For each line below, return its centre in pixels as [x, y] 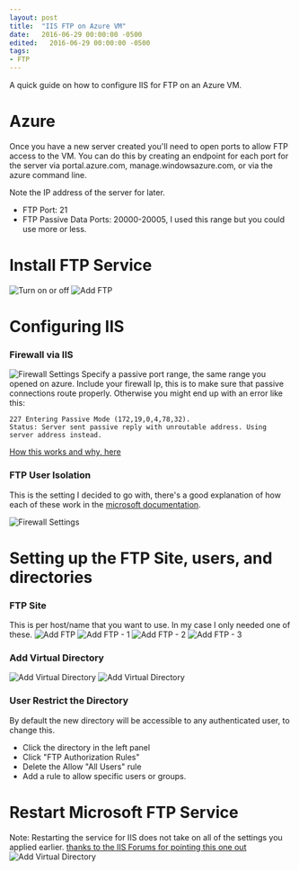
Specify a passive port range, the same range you [174, 374]
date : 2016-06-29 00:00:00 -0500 [76, 34]
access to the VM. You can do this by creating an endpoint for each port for [149, 156]
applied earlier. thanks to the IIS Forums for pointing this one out [128, 847]
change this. [32, 730]
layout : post [34, 18]
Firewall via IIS [41, 355]
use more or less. [54, 229]
